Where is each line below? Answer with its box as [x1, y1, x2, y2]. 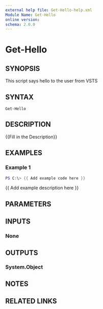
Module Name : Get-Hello [5, 12, 56, 17]
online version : [5, 17, 40, 22]
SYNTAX [5, 93, 34, 101]
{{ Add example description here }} [5, 185, 79, 191]
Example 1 [5, 164, 31, 171]
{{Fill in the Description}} [5, 134, 58, 140]
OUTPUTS [5, 248, 38, 257]
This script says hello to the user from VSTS [5, 78, 98, 84]
